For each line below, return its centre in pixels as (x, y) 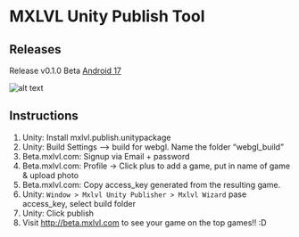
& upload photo (50, 175)
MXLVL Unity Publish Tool (107, 16)
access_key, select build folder (79, 203)
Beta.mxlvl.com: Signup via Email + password (106, 156)
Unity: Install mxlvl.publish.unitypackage (96, 137)
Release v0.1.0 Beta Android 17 (66, 70)
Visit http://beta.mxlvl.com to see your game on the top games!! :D (144, 222)
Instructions (44, 116)
